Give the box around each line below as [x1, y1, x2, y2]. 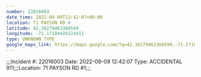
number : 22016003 [6, 8, 50, 15]
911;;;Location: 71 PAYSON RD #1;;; [6, 64, 91, 71]
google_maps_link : [6, 42, 52, 48]
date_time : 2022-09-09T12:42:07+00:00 [6, 14, 103, 20]
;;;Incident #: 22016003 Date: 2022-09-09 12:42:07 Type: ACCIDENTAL [6, 57, 182, 65]
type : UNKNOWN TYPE [6, 36, 55, 42]
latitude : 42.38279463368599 [6, 25, 79, 31]
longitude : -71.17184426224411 [6, 31, 84, 37]
